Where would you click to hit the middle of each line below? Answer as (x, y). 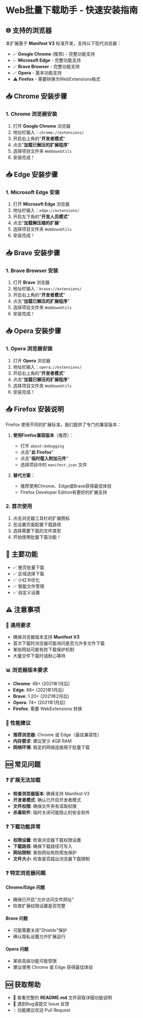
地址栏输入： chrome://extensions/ (48, 132)
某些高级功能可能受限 (35, 961)
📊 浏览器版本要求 (27, 670)
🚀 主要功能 (22, 554)
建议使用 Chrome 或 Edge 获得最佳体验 (53, 967)
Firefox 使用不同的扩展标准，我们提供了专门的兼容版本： (64, 425)
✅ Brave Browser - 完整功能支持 (46, 66)
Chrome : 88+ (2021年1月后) (41, 683)
